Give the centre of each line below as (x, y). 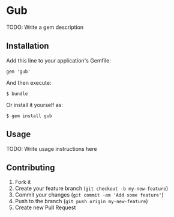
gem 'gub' (19, 72)
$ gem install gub (29, 116)
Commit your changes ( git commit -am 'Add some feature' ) (89, 195)
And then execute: (29, 82)
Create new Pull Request (45, 207)
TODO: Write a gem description (45, 27)
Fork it (23, 182)
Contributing (31, 167)
